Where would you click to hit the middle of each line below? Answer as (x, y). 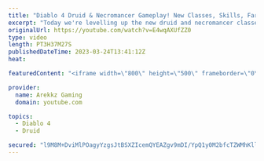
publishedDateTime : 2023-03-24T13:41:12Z (77, 52)
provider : (24, 87)
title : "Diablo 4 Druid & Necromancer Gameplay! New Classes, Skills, (126, 15)
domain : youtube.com (49, 102)
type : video (27, 37)
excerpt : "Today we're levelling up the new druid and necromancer (121, 23)
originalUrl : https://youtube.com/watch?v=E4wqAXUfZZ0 (100, 30)
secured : (22, 145)
